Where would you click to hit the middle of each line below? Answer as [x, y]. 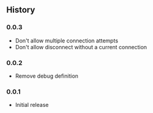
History [21, 10]
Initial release [32, 105]
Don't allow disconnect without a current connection [81, 47]
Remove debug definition [47, 76]
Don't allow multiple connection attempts [67, 40]
